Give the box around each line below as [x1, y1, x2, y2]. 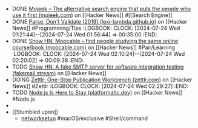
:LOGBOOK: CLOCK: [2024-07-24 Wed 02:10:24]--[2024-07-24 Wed [12, 50, 185, 57]
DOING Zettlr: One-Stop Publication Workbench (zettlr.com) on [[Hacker [12, 76, 193, 83]
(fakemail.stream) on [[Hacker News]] [12, 70, 107, 76]
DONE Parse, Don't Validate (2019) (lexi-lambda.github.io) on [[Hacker [12, 18, 188, 25]
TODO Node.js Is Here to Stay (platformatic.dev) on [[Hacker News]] [12, 89, 183, 96]
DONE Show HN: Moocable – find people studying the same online [12, 38, 179, 44]
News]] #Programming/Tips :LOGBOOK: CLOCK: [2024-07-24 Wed [12, 24, 180, 32]
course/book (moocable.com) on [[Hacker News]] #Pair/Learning [12, 44, 176, 51]
